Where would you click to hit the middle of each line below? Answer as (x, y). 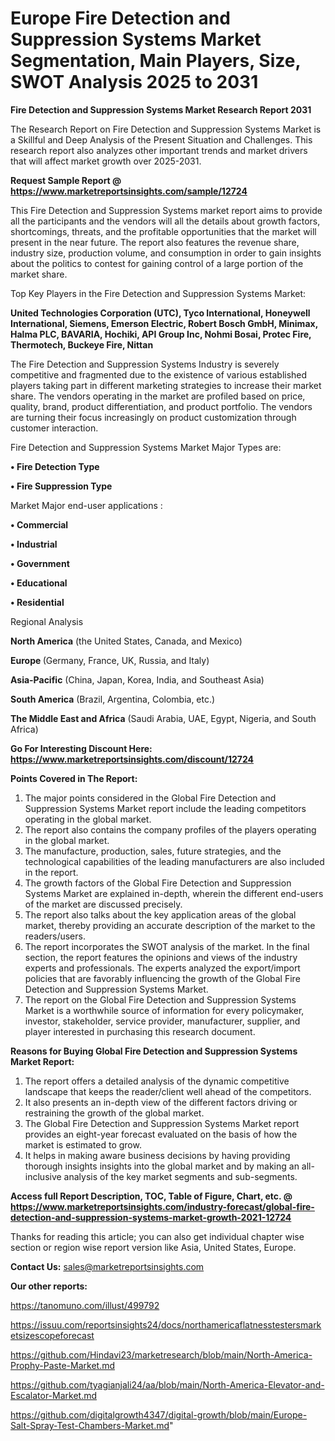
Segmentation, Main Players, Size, (155, 61)
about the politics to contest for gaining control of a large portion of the (157, 263)
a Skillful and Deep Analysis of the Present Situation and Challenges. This (161, 139)
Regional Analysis (47, 621)
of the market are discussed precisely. (103, 904)
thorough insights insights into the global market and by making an (162, 1166)
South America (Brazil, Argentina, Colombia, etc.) (113, 699)
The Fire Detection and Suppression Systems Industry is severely (145, 364)
